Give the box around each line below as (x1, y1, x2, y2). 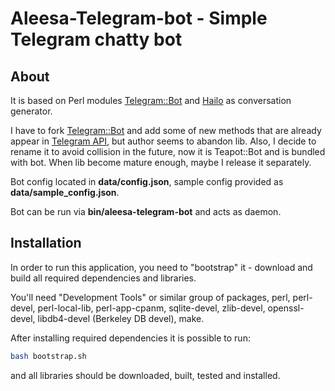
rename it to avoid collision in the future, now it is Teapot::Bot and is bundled (10, 146, 326, 157)
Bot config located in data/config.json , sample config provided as (10, 176, 284, 187)
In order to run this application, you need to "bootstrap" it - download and (10, 261, 313, 273)
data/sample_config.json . (10, 187, 120, 198)
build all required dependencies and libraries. (10, 272, 197, 284)
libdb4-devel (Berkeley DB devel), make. (37, 312, 205, 324)
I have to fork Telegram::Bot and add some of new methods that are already (10, 125, 322, 136)
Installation (10, 235, 82, 252)
